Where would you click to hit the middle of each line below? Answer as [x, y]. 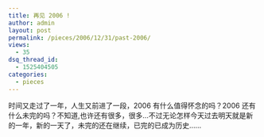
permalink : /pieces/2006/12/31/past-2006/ [80, 38]
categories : [28, 74]
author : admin [32, 23]
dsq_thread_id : [33, 60]
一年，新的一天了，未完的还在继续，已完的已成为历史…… [108, 125]
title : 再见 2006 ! [39, 15]
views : [19, 45]
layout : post [30, 30]
